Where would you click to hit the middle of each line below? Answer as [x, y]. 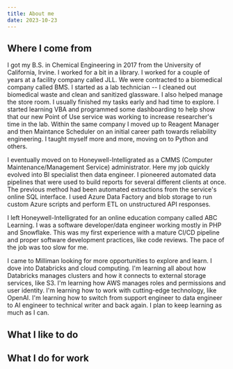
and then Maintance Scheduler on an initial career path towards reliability [112, 132]
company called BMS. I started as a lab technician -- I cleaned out [102, 87]
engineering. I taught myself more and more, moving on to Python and [108, 139]
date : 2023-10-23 [32, 20]
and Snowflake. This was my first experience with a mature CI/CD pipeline [114, 233]
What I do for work [48, 358]
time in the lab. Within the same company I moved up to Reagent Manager [113, 124]
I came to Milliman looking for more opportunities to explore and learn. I [110, 261]
